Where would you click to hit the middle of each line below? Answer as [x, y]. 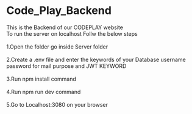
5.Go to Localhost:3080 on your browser [57, 104]
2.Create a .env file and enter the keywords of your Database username [96, 59]
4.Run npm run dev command [44, 92]
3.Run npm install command [41, 79]
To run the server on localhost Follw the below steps [72, 33]
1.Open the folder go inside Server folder [57, 47]
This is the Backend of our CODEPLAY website [65, 27]
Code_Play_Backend [59, 11]
